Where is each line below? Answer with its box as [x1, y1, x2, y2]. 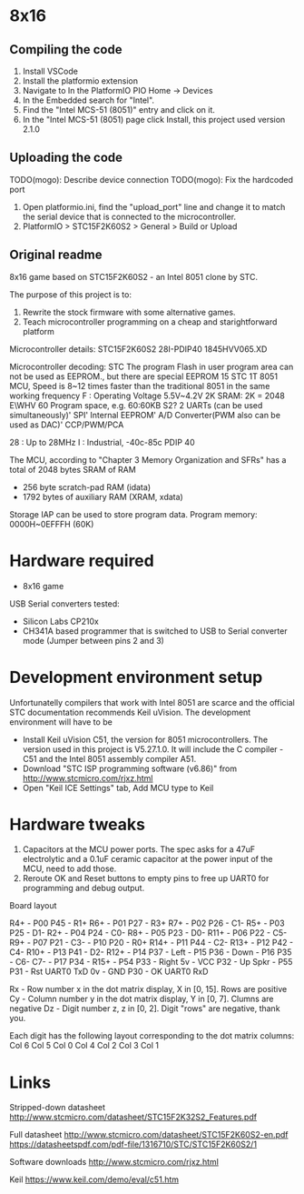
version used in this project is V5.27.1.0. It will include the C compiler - [22, 743, 284, 755]
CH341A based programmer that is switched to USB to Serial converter [22, 625, 288, 637]
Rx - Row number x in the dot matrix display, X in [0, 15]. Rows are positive [9, 984, 288, 995]
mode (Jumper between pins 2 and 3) [22, 635, 165, 646]
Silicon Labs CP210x [22, 616, 100, 627]
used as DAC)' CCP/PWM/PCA [9, 419, 124, 430]
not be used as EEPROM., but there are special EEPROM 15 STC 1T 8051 [9, 370, 279, 382]
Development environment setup [9, 667, 263, 687]
